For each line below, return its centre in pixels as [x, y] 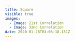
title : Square [19, 9]
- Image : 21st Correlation [37, 23]
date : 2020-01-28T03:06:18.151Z [37, 32]
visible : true [19, 14]
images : [13, 18]
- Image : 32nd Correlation [37, 28]
